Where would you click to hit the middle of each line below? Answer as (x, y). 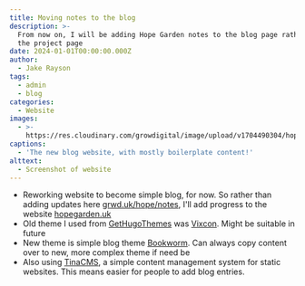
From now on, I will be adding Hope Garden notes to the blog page (148, 34)
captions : (28, 144)
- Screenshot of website (64, 169)
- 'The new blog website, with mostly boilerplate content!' (136, 152)
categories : (32, 102)
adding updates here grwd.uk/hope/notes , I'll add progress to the (145, 205)
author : (24, 60)
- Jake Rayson (44, 69)
